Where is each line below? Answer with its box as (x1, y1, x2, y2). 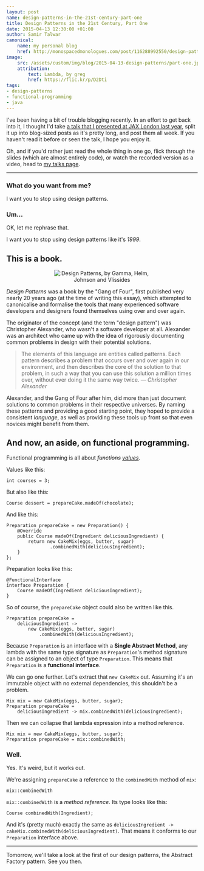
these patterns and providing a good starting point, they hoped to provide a (6, 407, 195, 415)
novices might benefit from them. (6, 421, 90, 428)
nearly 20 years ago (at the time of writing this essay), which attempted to (6, 295, 192, 302)
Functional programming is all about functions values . (6, 454, 141, 461)
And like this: (6, 511, 39, 518)
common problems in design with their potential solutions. (6, 338, 151, 346)
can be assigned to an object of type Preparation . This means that (6, 655, 173, 662)
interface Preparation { (6, 582, 69, 588)
